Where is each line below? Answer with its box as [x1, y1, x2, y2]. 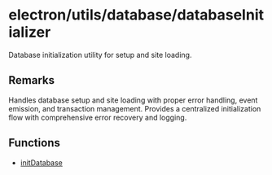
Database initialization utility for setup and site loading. [8, 50, 192, 59]
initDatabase [20, 157, 64, 168]
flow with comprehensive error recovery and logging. [8, 112, 187, 122]
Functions [8, 136, 61, 150]
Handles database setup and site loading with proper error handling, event [8, 95, 258, 105]
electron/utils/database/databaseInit [8, 6, 265, 24]
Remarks [8, 73, 55, 87]
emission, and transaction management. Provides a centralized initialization [8, 103, 261, 113]
